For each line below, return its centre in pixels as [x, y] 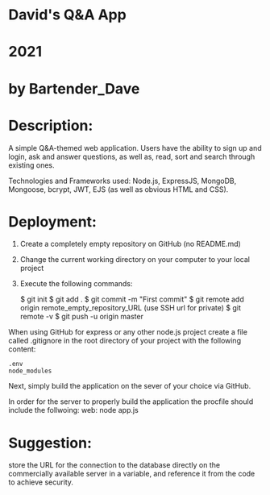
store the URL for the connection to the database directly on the [114, 465]
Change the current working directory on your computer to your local [135, 260]
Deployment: [52, 221]
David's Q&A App [67, 15]
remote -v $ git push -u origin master [81, 317]
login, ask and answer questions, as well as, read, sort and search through [132, 156]
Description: [51, 125]
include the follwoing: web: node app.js [73, 410]
